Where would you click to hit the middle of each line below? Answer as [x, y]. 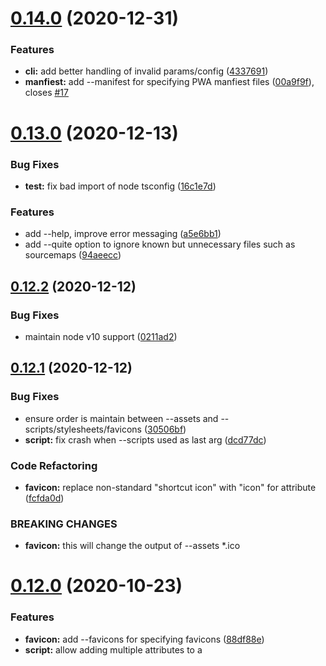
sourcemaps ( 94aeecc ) [73, 255]
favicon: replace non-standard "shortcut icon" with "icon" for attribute [170, 487]
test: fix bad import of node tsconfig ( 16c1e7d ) [120, 186]
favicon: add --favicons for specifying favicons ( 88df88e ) [144, 639]
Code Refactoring [54, 465]
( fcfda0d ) [44, 498]
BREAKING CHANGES [64, 524]
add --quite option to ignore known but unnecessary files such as [160, 244]
